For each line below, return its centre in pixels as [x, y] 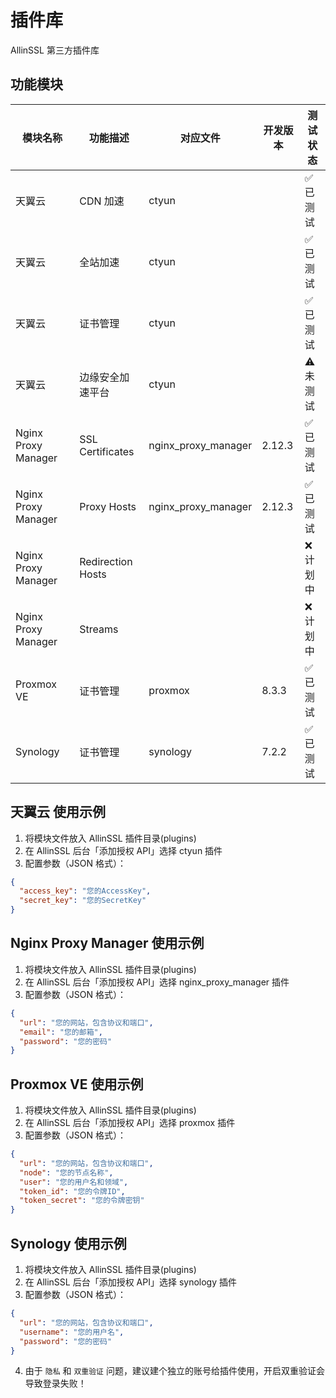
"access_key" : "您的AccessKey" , [85, 891]
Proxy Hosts [108, 506]
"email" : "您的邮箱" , [61, 1032]
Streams [99, 629]
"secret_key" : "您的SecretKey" [83, 901]
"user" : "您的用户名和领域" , [74, 1182]
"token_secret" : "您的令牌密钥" [82, 1201]
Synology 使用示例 [68, 1243]
